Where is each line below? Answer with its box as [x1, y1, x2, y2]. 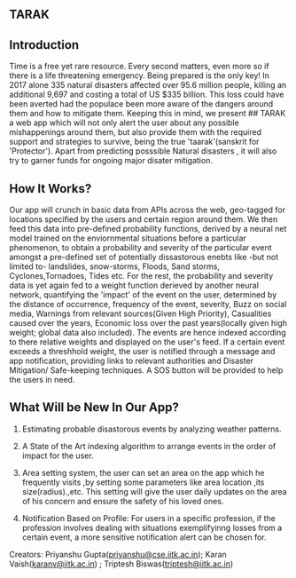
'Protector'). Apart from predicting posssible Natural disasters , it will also [9, 146, 277, 156]
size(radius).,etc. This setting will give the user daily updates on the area [21, 486, 287, 496]
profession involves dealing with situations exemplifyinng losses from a [21, 522, 283, 533]
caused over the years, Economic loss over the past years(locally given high [9, 318, 288, 329]
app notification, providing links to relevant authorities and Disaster [9, 355, 254, 367]
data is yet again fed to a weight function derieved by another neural [9, 280, 260, 291]
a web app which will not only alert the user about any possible [9, 117, 239, 128]
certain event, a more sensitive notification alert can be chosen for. [21, 532, 267, 542]
